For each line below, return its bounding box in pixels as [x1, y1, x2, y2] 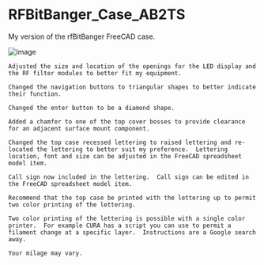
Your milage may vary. [8, 249, 83, 257]
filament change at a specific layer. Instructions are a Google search [8, 228, 257, 237]
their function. [8, 89, 62, 98]
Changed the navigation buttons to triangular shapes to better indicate [8, 83, 257, 91]
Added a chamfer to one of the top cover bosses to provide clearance [8, 117, 246, 126]
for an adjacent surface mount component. [8, 124, 150, 132]
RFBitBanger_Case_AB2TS [8, 6, 186, 24]
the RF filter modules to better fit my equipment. [8, 69, 182, 77]
